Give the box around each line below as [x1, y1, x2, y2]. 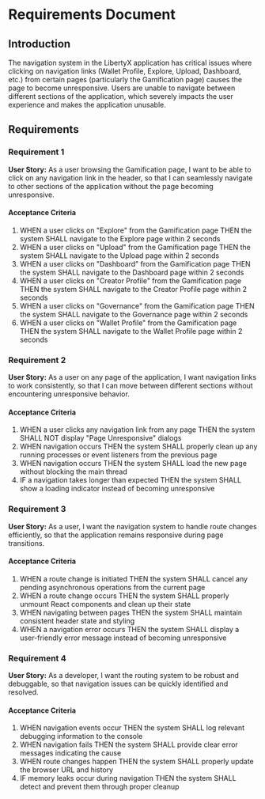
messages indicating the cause [19, 748, 122, 758]
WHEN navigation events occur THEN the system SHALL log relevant [19, 723, 245, 733]
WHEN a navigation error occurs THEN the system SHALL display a [19, 624, 240, 634]
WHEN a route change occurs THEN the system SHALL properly [19, 591, 229, 600]
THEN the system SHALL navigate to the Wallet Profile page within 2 [19, 326, 243, 335]
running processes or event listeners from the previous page [19, 450, 218, 460]
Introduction [8, 37, 71, 51]
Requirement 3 [8, 504, 66, 515]
